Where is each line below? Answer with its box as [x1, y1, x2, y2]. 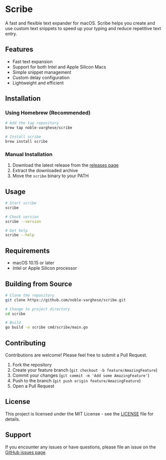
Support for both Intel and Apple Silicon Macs [12, 64, 106, 70]
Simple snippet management [12, 69, 71, 75]
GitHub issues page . [5, 449, 47, 455]
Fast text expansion [12, 59, 53, 65]
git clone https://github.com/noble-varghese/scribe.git [5, 297, 126, 302]
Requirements [5, 246, 50, 255]
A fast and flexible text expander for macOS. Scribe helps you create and [5, 20, 156, 26]
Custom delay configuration [12, 74, 70, 81]
